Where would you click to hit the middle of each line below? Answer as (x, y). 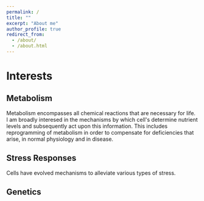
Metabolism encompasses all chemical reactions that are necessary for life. (101, 113)
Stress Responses (41, 158)
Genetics (24, 192)
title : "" (19, 18)
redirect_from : (26, 35)
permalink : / (23, 12)
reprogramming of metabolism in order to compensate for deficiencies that (100, 132)
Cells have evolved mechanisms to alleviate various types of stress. (91, 173)
